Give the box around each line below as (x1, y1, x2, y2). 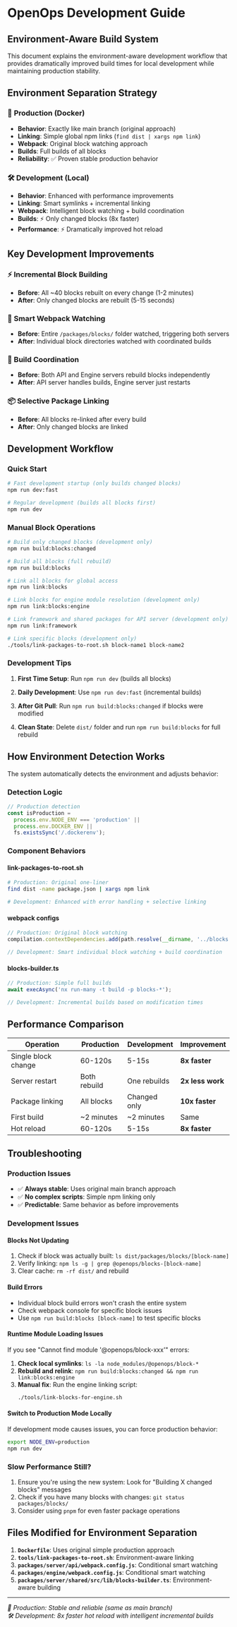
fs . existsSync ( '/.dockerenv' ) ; (13, 829, 106, 837)
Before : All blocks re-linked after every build (17, 415, 147, 423)
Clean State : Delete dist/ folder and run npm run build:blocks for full (17, 722, 221, 731)
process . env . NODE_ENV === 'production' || (13, 816, 140, 823)
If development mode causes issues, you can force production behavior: (7, 1425, 218, 1433)
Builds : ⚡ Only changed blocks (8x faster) (17, 214, 140, 223)
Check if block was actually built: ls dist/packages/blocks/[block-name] (17, 1252, 229, 1260)
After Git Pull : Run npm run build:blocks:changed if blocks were (17, 701, 203, 710)
